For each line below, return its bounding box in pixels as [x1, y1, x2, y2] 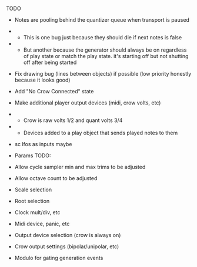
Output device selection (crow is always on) [14, 232, 121, 238]
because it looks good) [14, 76, 71, 83]
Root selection [14, 198, 50, 204]
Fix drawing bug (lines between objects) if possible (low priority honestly [14, 70, 192, 77]
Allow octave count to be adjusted [14, 175, 98, 181]
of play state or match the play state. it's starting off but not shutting [23, 53, 189, 59]
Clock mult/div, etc [14, 209, 61, 216]
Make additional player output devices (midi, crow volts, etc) [14, 99, 161, 106]
